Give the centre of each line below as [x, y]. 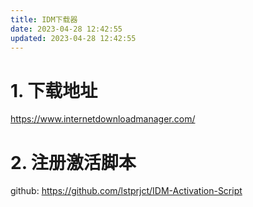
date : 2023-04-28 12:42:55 [66, 29]
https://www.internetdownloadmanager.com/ [103, 119]
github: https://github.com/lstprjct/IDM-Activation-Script [126, 191]
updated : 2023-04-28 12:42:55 [73, 38]
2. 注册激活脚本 [73, 162]
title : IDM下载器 [44, 19]
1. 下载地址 [54, 90]
